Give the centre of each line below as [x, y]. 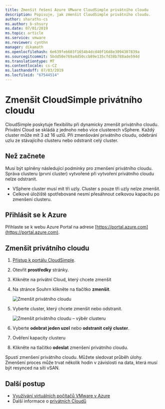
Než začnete [25, 156]
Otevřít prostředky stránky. [40, 270]
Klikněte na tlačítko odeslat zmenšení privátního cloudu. [70, 348]
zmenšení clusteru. [32, 199]
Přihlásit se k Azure [36, 215]
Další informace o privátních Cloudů [49, 401]
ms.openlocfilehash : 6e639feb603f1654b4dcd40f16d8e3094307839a [72, 52]
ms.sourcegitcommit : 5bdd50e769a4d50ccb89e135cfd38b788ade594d [72, 56]
